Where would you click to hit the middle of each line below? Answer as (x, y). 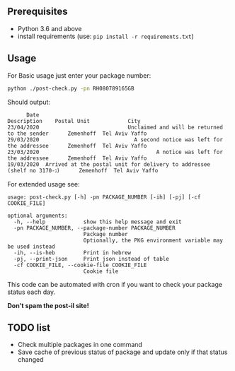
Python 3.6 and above (50, 28)
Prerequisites (38, 12)
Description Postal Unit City (74, 121)
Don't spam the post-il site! (48, 305)
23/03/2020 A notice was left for (115, 152)
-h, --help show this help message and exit (98, 222)
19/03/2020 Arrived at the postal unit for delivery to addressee (109, 164)
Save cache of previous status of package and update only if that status (122, 352)
